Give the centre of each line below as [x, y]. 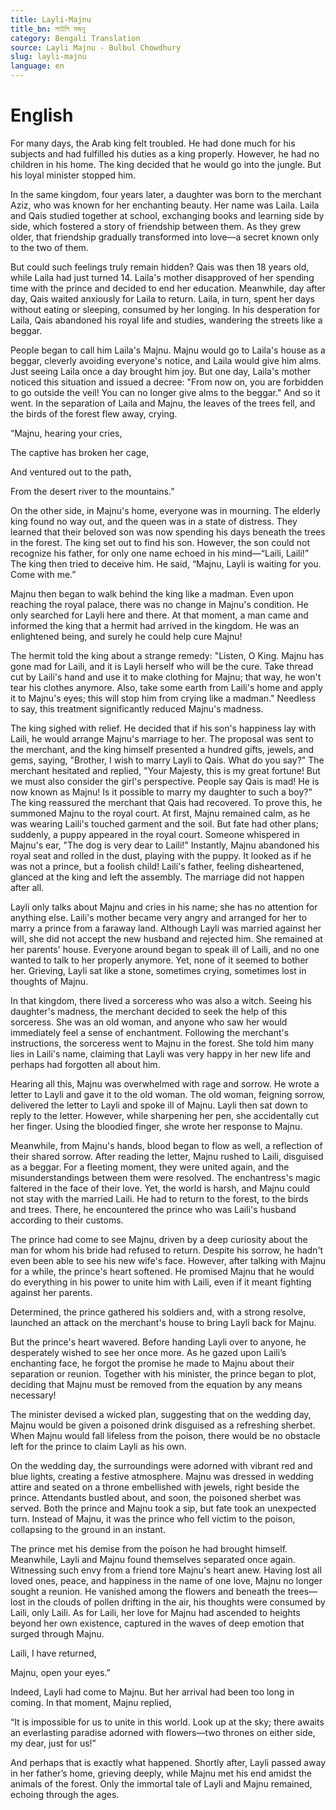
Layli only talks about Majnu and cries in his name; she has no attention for [164, 907]
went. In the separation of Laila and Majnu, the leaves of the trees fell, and [163, 403]
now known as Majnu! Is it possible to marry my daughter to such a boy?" [161, 792]
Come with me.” [43, 574]
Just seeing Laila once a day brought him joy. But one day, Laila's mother [161, 371]
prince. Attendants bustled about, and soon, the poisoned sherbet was [156, 1497]
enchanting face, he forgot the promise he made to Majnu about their [152, 1363]
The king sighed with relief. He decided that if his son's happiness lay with [163, 728]
